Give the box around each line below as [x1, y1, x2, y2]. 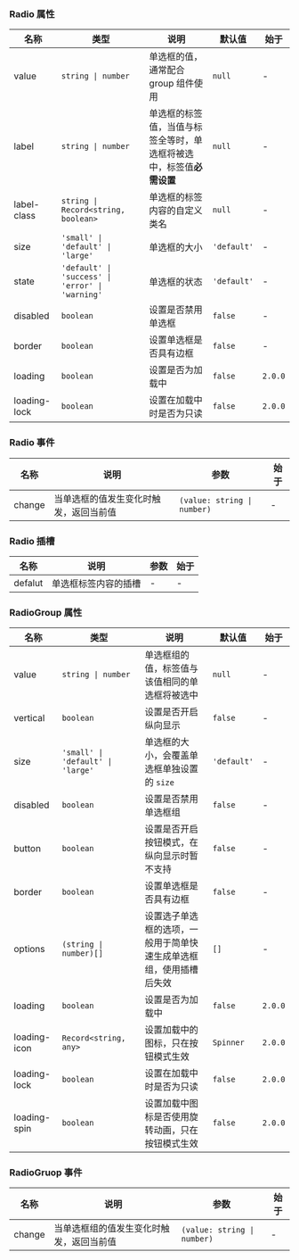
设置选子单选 [144, 910, 198, 923]
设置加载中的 [144, 1024, 198, 1036]
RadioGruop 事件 [9, 1166, 83, 1179]
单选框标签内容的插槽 [52, 577, 141, 590]
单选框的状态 [149, 276, 203, 288]
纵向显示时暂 [144, 850, 198, 862]
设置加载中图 [144, 1098, 198, 1110]
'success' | [61, 272, 112, 282]
